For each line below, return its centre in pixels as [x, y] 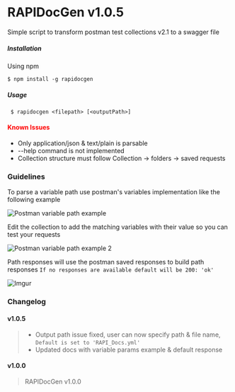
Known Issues [29, 128]
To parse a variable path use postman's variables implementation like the [114, 192]
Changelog [27, 302]
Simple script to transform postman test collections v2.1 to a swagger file [113, 32]
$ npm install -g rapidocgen [50, 79]
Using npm [23, 66]
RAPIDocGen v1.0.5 [65, 12]
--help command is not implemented [71, 151]
